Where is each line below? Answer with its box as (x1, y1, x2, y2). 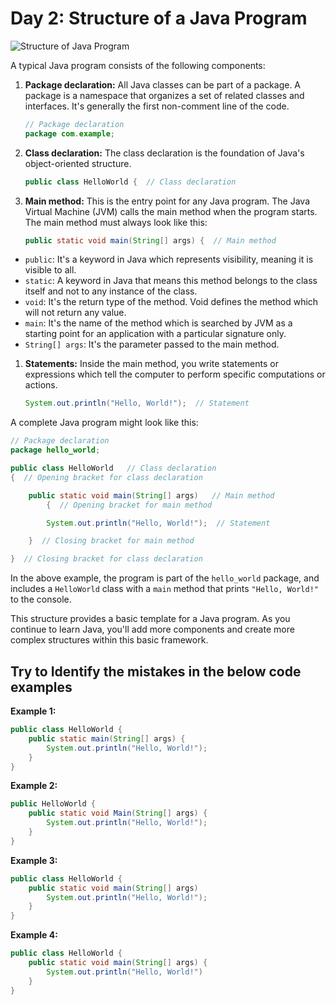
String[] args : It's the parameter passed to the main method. (24, 338, 280, 351)
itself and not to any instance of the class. (24, 285, 198, 297)
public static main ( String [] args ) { (28, 733, 186, 744)
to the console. (10, 593, 72, 606)
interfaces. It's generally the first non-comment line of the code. (24, 100, 290, 112)
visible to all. (24, 264, 77, 276)
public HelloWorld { (10, 799, 97, 809)
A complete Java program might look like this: (10, 417, 199, 429)
